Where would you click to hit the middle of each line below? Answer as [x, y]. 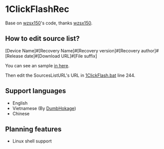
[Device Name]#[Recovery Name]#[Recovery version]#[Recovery [73, 50]
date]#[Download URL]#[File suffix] [61, 56]
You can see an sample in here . [37, 65]
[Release [14, 56]
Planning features [33, 129]
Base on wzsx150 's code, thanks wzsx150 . [49, 23]
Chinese [21, 114]
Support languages [36, 91]
